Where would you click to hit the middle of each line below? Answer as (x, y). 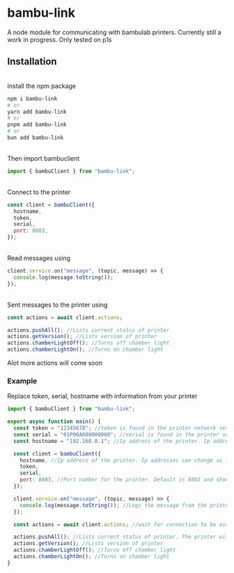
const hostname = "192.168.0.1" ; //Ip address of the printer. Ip (112, 441)
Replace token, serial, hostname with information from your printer (102, 396)
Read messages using (39, 258)
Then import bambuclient (44, 158)
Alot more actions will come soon (55, 363)
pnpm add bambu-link (37, 125)
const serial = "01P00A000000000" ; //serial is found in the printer (116, 435)
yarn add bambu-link (37, 112)
